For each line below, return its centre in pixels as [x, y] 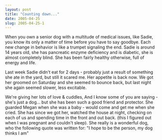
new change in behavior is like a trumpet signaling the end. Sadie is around [80, 47]
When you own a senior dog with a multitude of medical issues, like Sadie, [79, 37]
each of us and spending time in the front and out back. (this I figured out [78, 118]
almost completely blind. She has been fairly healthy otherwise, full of [75, 58]
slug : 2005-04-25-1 [25, 23]
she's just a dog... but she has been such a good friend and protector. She [79, 102]
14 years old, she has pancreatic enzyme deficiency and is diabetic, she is [79, 52]
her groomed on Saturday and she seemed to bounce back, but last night [78, 83]
